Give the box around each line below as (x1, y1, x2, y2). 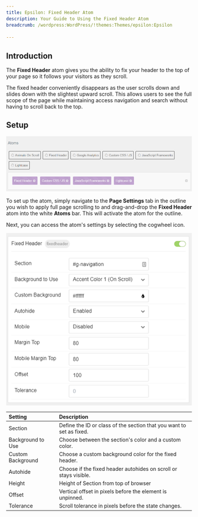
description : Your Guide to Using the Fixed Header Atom (6, 15, 149, 22)
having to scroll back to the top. (6, 103, 83, 110)
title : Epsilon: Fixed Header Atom (6, 9, 94, 15)
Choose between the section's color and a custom (58, 436, 181, 443)
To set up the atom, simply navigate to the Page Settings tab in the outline (6, 197, 187, 204)
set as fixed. (58, 428, 88, 435)
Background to (8, 436, 45, 443)
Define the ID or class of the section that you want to (58, 421, 187, 428)
